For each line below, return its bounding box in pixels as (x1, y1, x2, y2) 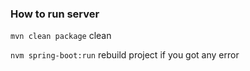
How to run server (10, 7, 100, 21)
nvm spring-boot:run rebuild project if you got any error (10, 49, 240, 61)
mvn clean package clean (10, 30, 112, 42)
